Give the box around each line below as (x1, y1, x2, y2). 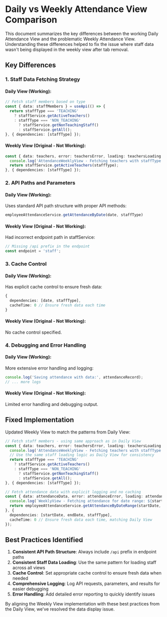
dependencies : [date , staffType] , (9, 298, 81, 303)
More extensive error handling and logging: (5, 365, 94, 371)
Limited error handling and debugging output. (5, 402, 98, 408)
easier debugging (12, 586, 49, 592)
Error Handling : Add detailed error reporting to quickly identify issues (12, 591, 155, 597)
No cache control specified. (5, 329, 62, 335)
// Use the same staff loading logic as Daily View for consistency (9, 452, 155, 457)
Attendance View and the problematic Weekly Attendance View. (5, 36, 136, 42)
